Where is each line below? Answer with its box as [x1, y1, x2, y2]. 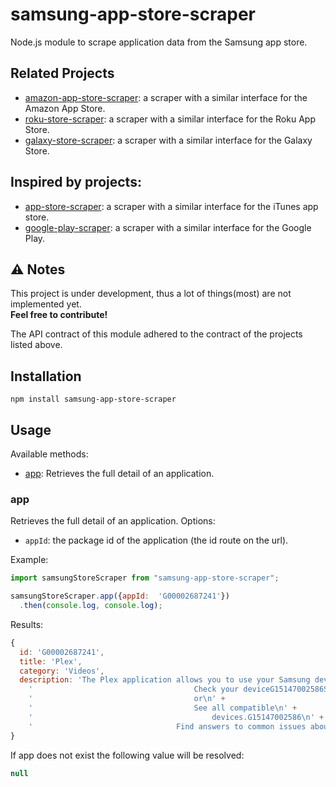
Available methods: [10, 448, 89, 460]
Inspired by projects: [10, 174, 142, 191]
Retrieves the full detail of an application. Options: [10, 515, 216, 527]
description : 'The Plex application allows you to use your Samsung [19, 675, 311, 685]
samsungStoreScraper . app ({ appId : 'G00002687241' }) [10, 591, 230, 602]
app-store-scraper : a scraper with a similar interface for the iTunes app [24, 200, 319, 212]
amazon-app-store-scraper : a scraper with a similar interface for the [24, 91, 308, 103]
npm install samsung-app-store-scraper [10, 394, 177, 405]
